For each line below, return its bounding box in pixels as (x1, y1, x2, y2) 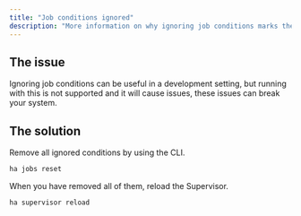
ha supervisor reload (9, 198, 90, 207)
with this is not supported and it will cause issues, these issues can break (9, 88, 280, 99)
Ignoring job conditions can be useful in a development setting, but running (9, 78, 287, 90)
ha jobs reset (9, 165, 63, 174)
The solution (9, 123, 82, 139)
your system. (9, 98, 58, 108)
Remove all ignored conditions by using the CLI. (9, 147, 185, 158)
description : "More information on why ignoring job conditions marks (9, 22, 279, 30)
